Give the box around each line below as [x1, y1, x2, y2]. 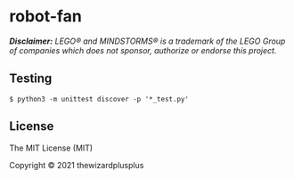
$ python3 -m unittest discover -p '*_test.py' [9, 94, 190, 103]
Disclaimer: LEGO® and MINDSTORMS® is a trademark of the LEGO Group [9, 36, 286, 46]
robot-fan [9, 6, 82, 27]
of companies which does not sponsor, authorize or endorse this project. [9, 45, 277, 55]
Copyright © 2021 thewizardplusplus [9, 159, 144, 170]
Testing [9, 71, 53, 86]
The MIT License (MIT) [9, 142, 94, 153]
